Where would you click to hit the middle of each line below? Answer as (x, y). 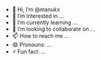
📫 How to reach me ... (40, 36)
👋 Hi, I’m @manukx (36, 9)
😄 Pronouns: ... (32, 45)
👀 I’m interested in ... (38, 16)
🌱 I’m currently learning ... (45, 22)
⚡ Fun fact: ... (29, 51)
